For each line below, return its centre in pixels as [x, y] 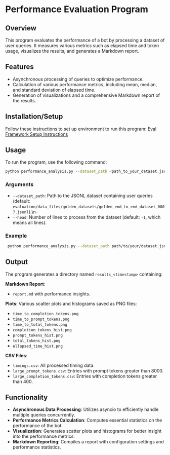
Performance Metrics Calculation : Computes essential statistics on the [87, 420]
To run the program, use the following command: [56, 162]
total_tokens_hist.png [36, 340]
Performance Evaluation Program [77, 9]
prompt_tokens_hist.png [38, 335]
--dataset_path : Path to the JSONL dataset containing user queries [82, 196]
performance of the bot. [38, 426]
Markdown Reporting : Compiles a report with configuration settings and [88, 442]
